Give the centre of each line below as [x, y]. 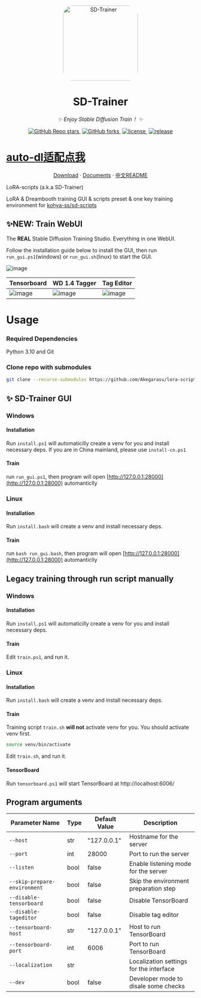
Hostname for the [153, 837]
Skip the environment [159, 881]
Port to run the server [159, 854]
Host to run [145, 927]
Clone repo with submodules [49, 367]
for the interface [152, 969]
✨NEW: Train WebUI [44, 224]
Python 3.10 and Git [30, 352]
